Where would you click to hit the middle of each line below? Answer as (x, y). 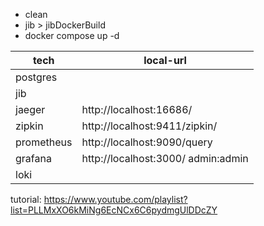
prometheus (44, 142)
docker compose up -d (72, 35)
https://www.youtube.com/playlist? (115, 199)
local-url (165, 60)
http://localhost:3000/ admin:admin (165, 158)
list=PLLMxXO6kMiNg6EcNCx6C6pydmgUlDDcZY (114, 210)
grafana (33, 158)
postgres (36, 77)
